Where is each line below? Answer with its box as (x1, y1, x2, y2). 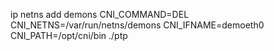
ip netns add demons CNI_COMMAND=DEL (10, 9, 190, 20)
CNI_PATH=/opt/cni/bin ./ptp (10, 30, 128, 41)
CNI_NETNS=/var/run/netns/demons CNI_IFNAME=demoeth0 (10, 19, 265, 31)
